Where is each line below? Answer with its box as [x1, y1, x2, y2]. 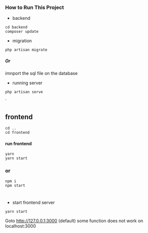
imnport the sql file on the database [5, 70, 78, 76]
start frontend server [12, 199, 55, 205]
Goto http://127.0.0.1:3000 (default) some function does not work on [5, 218, 144, 224]
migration [12, 38, 32, 44]
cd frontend [5, 130, 30, 135]
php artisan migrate [5, 48, 48, 53]
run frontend [5, 140, 32, 146]
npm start [5, 183, 26, 188]
